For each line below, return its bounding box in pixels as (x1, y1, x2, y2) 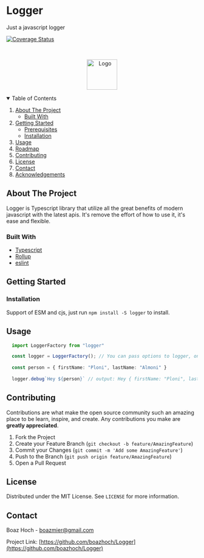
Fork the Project (15, 433, 56, 440)
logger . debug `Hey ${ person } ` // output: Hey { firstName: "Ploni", (12, 375, 186, 382)
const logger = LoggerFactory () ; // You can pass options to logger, (12, 353, 191, 360)
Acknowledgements (15, 170, 66, 178)
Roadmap (15, 145, 39, 152)
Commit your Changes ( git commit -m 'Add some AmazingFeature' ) (15, 446, 183, 454)
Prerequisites (24, 126, 58, 133)
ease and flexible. (6, 217, 50, 224)
